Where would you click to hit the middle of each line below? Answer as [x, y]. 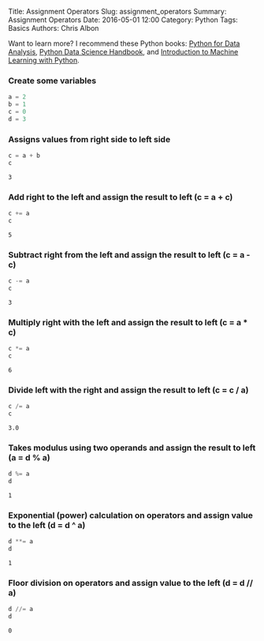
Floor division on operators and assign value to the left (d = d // [131, 583]
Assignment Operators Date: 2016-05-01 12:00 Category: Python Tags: [123, 20]
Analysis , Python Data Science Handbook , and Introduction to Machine [123, 52]
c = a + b [24, 156]
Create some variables [52, 81]
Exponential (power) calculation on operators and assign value [131, 515]
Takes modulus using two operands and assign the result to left [132, 448]
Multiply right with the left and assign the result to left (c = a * [128, 322]
